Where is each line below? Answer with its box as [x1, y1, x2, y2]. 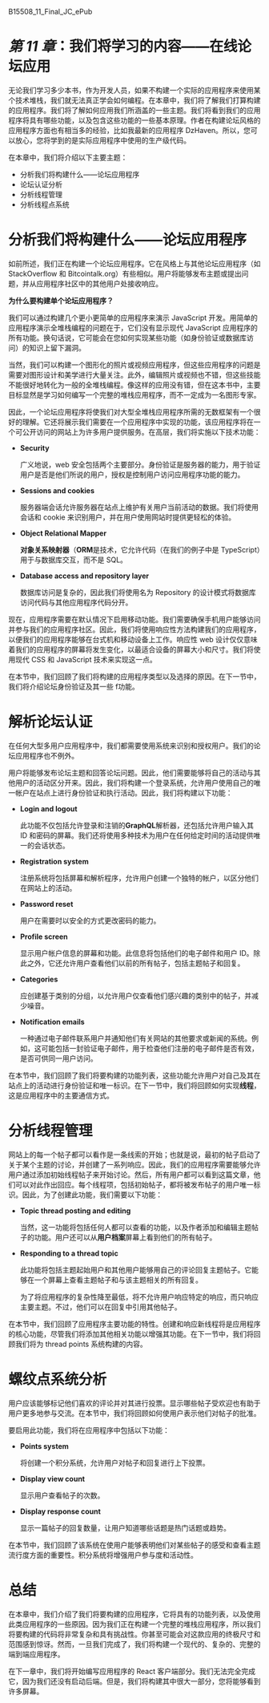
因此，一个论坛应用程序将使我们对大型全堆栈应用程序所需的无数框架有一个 [8, 407, 254, 416]
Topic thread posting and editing [19, 1206, 131, 1216]
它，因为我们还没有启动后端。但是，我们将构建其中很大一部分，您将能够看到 [8, 1676, 261, 1686]
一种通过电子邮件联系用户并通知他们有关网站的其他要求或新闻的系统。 [19, 1034, 252, 1043]
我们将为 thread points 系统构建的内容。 [14, 1339, 147, 1349]
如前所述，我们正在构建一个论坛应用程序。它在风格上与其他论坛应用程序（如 [8, 258, 261, 268]
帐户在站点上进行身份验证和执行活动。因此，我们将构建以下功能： [14, 787, 233, 797]
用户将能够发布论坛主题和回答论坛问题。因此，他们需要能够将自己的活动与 [8, 767, 254, 777]
